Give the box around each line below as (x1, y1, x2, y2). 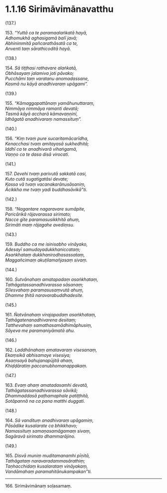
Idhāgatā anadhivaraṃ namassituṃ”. (5, 116, 82, 122)
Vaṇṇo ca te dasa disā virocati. (5, 151, 70, 157)
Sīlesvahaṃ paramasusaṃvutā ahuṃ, (5, 287, 84, 293)
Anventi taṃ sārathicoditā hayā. (5, 45, 71, 51)
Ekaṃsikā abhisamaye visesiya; (5, 352, 71, 358)
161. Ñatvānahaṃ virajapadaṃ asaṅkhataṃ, (5, 311, 96, 317)
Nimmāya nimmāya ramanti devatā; (5, 105, 79, 111)
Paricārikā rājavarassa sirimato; (5, 211, 72, 217)
